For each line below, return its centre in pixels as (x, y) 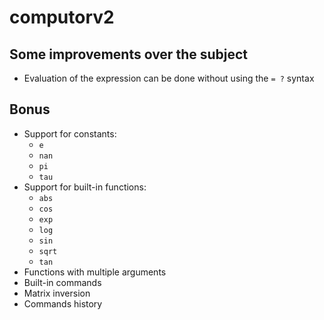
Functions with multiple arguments (95, 272)
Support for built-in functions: (85, 187)
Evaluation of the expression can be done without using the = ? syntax (169, 78)
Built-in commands (62, 282)
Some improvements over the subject (129, 54)
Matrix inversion (57, 293)
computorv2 (62, 17)
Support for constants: (70, 133)
